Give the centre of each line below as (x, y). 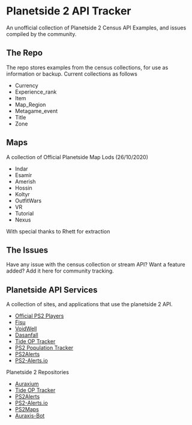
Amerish (25, 181)
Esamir (23, 175)
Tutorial (24, 213)
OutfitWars (28, 200)
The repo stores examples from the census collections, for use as (87, 67)
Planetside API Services (52, 290)
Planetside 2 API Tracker (69, 11)
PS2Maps (27, 409)
